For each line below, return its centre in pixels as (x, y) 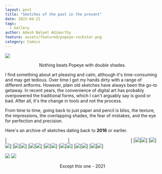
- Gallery (19, 28)
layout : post (18, 10)
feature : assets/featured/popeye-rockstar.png (54, 37)
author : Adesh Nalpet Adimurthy (38, 33)
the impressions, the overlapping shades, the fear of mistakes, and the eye (81, 115)
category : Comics (23, 42)
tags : (11, 23)
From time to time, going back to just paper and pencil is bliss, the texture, (80, 110)
